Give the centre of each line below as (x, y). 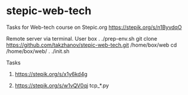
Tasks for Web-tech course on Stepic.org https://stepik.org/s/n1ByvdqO (94, 27)
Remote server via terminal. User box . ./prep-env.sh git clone (82, 38)
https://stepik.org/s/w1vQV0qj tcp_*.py (62, 85)
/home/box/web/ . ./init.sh (38, 51)
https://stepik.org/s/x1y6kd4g (51, 74)
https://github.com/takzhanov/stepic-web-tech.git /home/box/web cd (92, 45)
